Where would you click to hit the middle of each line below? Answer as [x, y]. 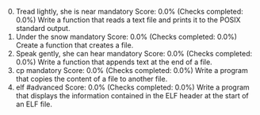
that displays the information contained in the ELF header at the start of [132, 96]
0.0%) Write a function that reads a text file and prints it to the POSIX [128, 20]
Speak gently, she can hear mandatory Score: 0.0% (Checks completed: [134, 54]
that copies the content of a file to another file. [92, 79]
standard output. [43, 28]
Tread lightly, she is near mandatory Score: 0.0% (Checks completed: [129, 11]
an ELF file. [34, 104]
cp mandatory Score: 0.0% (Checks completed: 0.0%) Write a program [132, 70]
